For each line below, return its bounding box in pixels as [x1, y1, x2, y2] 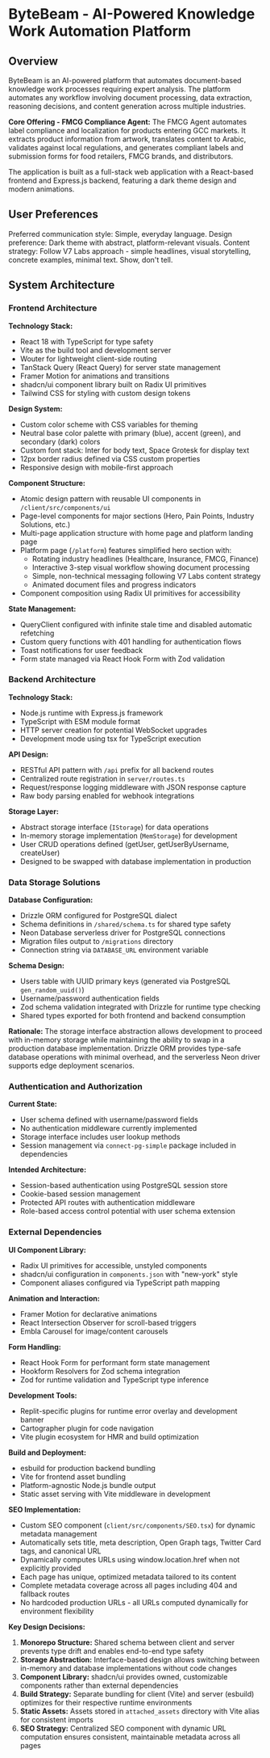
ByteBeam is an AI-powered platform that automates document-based [8, 76, 242, 85]
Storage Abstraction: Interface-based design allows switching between [19, 1655, 260, 1664]
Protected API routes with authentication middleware [19, 1198, 196, 1208]
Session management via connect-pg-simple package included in [19, 1140, 236, 1150]
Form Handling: [8, 1342, 62, 1351]
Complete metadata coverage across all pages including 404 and [19, 1580, 238, 1590]
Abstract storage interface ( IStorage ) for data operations [19, 822, 210, 832]
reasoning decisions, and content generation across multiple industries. [8, 102, 247, 111]
